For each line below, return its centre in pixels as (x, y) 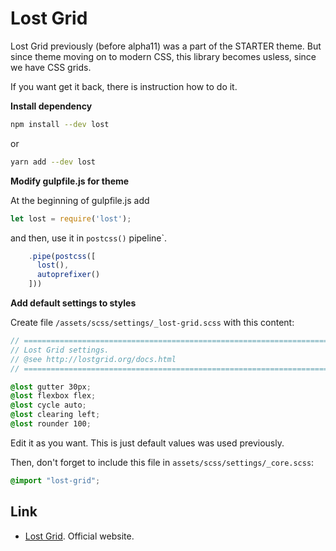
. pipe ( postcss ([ (62, 256)
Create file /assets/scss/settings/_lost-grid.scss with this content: (152, 323)
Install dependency (51, 106)
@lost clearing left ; (55, 415)
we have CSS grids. (51, 67)
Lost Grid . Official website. (79, 536)
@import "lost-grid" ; (55, 480)
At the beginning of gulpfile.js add (80, 200)
